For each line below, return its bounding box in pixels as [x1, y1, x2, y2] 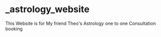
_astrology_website [5, 4, 90, 15]
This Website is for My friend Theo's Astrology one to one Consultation [5, 20, 156, 26]
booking [5, 25, 23, 31]
